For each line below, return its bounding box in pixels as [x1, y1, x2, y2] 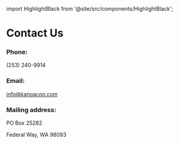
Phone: [6, 48, 28, 56]
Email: [6, 77, 25, 85]
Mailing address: [6, 105, 57, 114]
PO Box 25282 [6, 119, 42, 126]
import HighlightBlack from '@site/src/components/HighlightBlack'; [6, 5, 174, 12]
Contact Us [6, 27, 64, 40]
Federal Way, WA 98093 [6, 131, 67, 139]
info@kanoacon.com [6, 90, 58, 97]
